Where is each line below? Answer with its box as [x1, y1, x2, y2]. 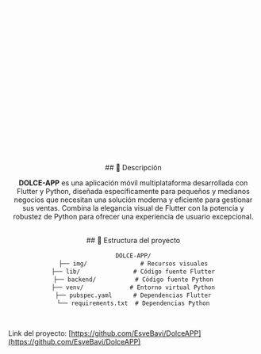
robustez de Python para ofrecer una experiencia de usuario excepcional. [13, 212, 254, 221]
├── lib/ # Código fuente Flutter [51, 268, 216, 276]
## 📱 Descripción [105, 163, 162, 172]
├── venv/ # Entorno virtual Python [51, 284, 216, 291]
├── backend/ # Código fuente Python [52, 276, 214, 284]
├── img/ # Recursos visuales [58, 260, 209, 268]
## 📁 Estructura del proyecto [86, 236, 181, 245]
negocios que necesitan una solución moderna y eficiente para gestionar [13, 195, 253, 204]
